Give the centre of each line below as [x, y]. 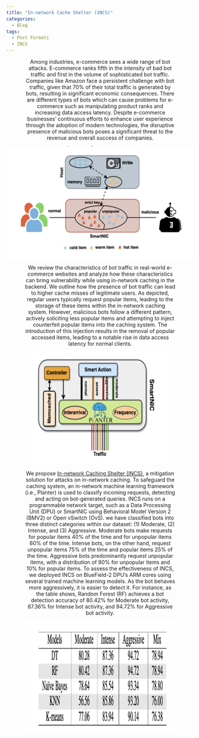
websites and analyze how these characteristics [114, 274]
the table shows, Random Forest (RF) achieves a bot [100, 594]
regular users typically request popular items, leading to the [100, 299]
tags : [13, 32]
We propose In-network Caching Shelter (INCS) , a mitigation [100, 473]
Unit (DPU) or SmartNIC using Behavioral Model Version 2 [100, 511]
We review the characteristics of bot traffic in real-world [97, 268]
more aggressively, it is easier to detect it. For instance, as [100, 587]
